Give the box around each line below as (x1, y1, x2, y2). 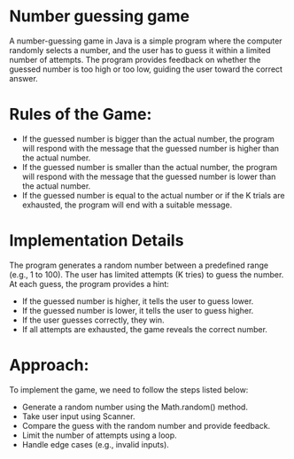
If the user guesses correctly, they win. (21, 315, 166, 325)
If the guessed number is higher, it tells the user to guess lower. (21, 295, 254, 307)
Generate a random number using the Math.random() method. (21, 401, 248, 412)
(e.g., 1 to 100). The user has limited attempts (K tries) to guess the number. (9, 268, 284, 280)
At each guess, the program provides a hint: (9, 278, 170, 289)
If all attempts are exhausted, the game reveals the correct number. (21, 323, 268, 334)
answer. (9, 73, 38, 83)
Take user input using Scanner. (21, 410, 135, 422)
